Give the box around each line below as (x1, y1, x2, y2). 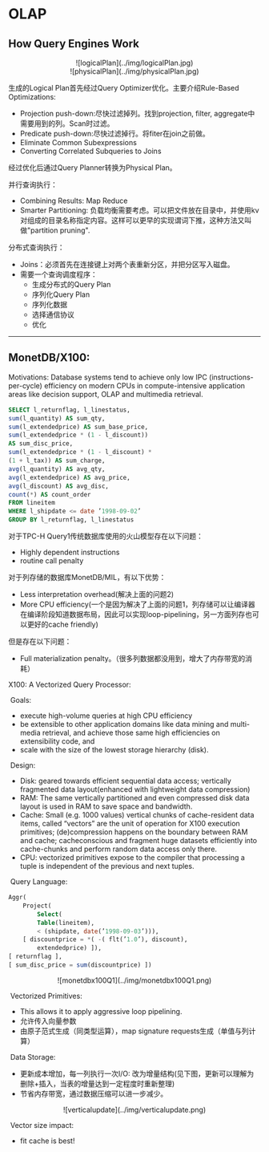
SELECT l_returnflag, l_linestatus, (8, 406, 130, 414)
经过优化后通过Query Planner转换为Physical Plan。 (8, 163, 178, 172)
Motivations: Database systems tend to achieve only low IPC (8, 372, 208, 382)
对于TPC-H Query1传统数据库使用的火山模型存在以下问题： (8, 531, 204, 542)
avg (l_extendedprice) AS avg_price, (8, 473, 130, 481)
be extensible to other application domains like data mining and (19, 720, 229, 729)
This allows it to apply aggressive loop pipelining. (19, 1006, 183, 1016)
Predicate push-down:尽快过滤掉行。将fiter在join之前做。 (19, 129, 210, 138)
